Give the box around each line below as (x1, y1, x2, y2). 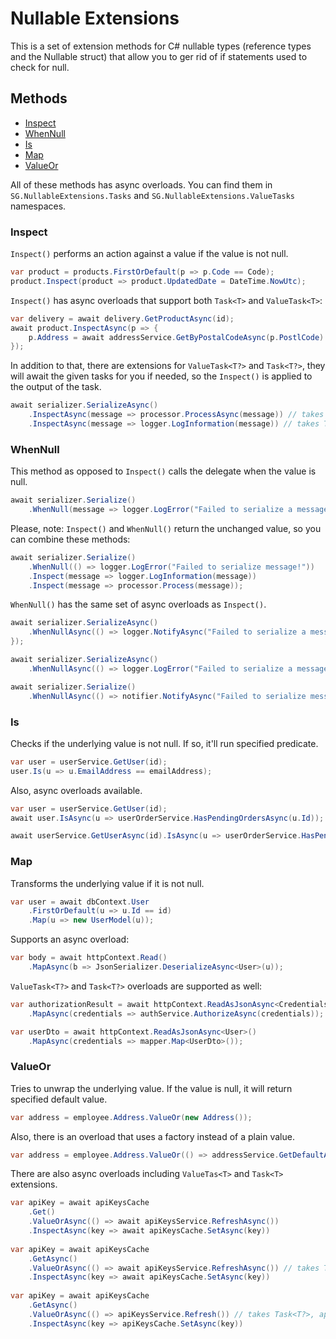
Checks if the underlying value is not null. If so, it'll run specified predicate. (10, 737, 319, 749)
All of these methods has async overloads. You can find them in (10, 178, 273, 191)
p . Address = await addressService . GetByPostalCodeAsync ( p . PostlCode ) (28, 332, 325, 342)
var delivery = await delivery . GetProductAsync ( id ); (10, 313, 235, 324)
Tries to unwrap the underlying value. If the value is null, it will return (10, 1082, 293, 1094)
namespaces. (10, 200, 67, 212)
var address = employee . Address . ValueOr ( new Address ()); (10, 1112, 253, 1122)
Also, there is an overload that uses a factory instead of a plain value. (10, 1130, 295, 1142)
